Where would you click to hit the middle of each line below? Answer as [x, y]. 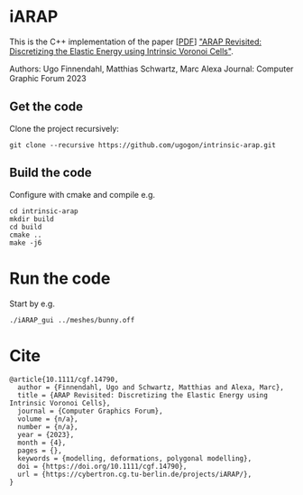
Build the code [50, 173]
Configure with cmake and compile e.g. [83, 194]
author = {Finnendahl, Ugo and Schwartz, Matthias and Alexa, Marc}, [151, 388]
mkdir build [32, 219]
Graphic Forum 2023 [48, 78]
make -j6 [26, 243]
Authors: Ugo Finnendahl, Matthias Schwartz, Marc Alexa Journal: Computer [151, 69]
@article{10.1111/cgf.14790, [64, 380]
